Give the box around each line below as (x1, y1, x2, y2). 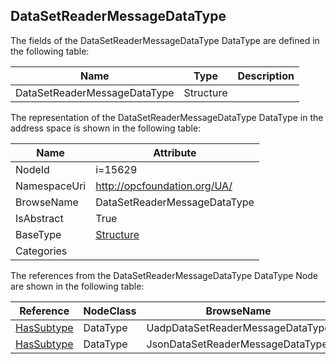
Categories (15, 244, 68, 258)
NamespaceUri (15, 179, 87, 193)
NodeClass (83, 304, 137, 318)
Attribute (153, 145, 197, 159)
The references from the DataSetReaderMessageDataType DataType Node (10, 269, 318, 281)
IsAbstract (15, 211, 64, 225)
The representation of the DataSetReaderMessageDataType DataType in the (10, 111, 324, 123)
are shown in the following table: (10, 280, 145, 292)
